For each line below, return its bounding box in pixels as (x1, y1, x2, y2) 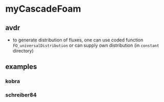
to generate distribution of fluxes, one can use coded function (12, 37, 144, 43)
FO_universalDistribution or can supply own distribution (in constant (12, 42, 159, 48)
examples (5, 62, 37, 71)
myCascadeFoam (5, 3, 81, 15)
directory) (12, 48, 34, 54)
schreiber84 (5, 91, 37, 98)
